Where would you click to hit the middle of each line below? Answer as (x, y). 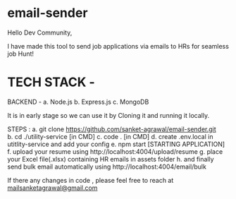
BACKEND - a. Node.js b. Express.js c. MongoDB (78, 102)
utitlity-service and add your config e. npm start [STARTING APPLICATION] (116, 144)
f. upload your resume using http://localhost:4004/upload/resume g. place (115, 151)
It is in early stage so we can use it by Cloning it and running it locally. (108, 115)
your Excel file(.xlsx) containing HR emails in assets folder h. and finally (111, 159)
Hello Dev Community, (40, 32)
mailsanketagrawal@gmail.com (52, 188)
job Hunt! (20, 54)
